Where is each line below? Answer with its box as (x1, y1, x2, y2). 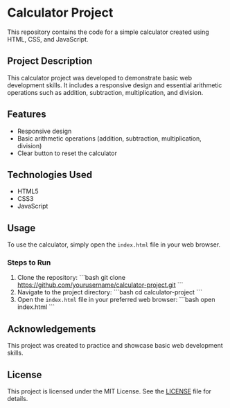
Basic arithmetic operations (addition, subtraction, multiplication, (17, 134, 202, 143)
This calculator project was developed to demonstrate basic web (7, 73, 193, 82)
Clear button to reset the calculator (17, 149, 118, 157)
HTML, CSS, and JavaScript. (7, 35, 89, 43)
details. (7, 395, 28, 403)
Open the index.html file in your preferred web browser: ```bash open (17, 296, 215, 304)
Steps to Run (7, 258, 51, 267)
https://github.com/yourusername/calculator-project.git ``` (17, 281, 184, 289)
